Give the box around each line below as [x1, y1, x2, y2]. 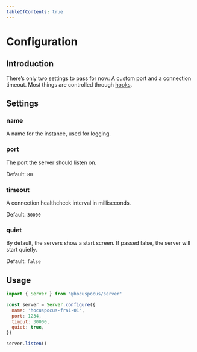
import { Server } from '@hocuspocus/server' [6, 291, 122, 297]
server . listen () [6, 341, 47, 347]
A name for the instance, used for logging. [6, 130, 111, 137]
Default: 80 [6, 170, 33, 178]
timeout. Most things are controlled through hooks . [6, 81, 133, 88]
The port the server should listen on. [6, 159, 97, 166]
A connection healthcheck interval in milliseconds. [6, 199, 131, 206]
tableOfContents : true [6, 8, 63, 15]
